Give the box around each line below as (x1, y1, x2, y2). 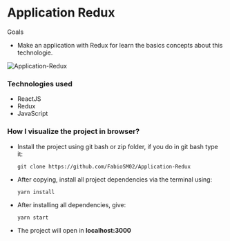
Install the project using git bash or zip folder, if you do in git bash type (17, 142, 219, 151)
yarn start (17, 214, 49, 221)
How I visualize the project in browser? (7, 126, 140, 136)
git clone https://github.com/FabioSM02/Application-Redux (17, 163, 191, 170)
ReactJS (17, 95, 41, 103)
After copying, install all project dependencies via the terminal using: (17, 175, 213, 184)
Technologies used (7, 79, 73, 88)
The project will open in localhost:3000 (17, 226, 131, 234)
